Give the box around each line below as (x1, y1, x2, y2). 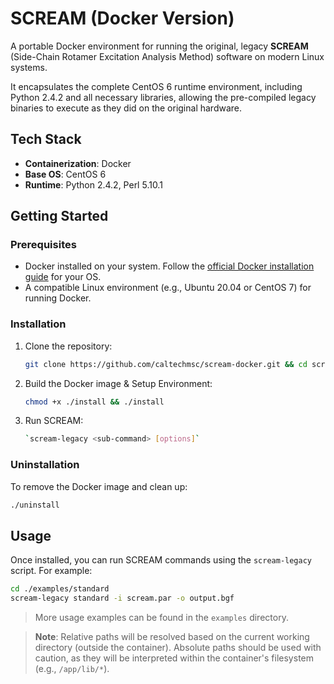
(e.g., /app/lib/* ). (34, 663, 110, 675)
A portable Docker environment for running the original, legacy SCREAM (10, 40, 309, 52)
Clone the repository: (24, 340, 113, 352)
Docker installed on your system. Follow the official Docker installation (24, 260, 315, 272)
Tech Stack (10, 131, 82, 148)
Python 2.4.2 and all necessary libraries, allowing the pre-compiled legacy (10, 91, 317, 103)
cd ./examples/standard (10, 584, 110, 594)
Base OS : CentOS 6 (24, 168, 107, 180)
